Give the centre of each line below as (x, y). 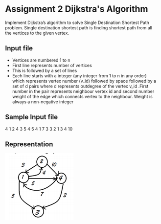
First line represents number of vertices (52, 65)
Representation (29, 144)
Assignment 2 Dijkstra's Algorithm (77, 9)
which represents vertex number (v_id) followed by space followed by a (84, 81)
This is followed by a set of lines (45, 70)
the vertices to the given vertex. (37, 33)
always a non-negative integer (43, 102)
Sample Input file (31, 117)
